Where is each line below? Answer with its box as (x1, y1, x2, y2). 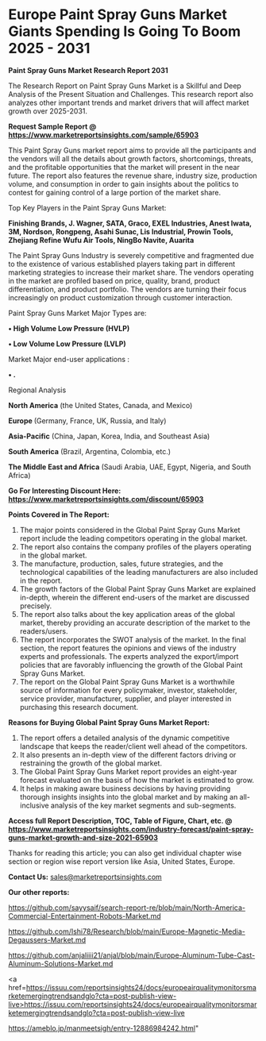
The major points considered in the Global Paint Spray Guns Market (19, 525, 241, 534)
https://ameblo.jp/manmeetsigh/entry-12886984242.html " (8, 1023, 199, 1033)
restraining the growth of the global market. (19, 758, 163, 768)
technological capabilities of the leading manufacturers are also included (19, 567, 258, 576)
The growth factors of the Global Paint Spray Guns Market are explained (19, 584, 256, 593)
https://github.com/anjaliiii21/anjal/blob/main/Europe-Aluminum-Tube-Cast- (8, 950, 256, 960)
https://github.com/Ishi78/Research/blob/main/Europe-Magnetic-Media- (8, 927, 246, 936)
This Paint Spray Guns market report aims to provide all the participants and (8, 145, 256, 155)
